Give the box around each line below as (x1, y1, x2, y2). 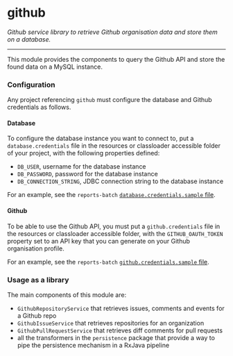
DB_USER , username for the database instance (17, 162, 147, 171)
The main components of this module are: (7, 290, 127, 299)
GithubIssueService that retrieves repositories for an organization (17, 319, 205, 327)
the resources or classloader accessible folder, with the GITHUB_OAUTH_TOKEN (7, 229, 223, 237)
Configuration (7, 80, 55, 90)
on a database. (7, 35, 51, 43)
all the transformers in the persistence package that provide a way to (17, 333, 215, 341)
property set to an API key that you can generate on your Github (7, 237, 191, 245)
